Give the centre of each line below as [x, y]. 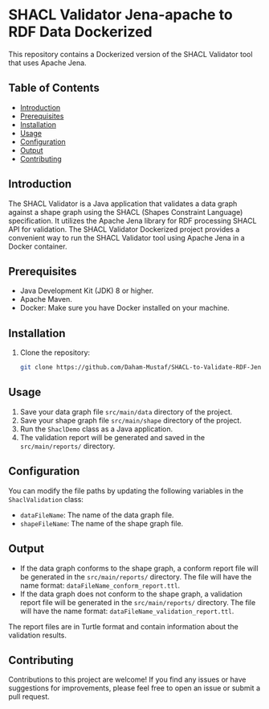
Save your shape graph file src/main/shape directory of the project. [131, 420]
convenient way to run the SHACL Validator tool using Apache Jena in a [126, 237]
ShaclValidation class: [46, 499]
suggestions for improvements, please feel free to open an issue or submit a [134, 688]
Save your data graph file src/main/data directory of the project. [126, 411]
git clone [37, 368]
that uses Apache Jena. [47, 63]
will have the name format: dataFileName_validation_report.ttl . [127, 611]
